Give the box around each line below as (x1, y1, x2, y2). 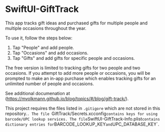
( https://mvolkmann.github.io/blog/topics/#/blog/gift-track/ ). (5, 96, 129, 102)
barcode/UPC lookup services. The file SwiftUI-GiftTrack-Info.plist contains (5, 116, 160, 122)
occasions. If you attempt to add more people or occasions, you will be (5, 70, 151, 76)
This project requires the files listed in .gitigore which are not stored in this (5, 105, 161, 111)
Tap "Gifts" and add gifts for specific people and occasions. (12, 55, 135, 61)
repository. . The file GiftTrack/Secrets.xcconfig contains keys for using (5, 111, 158, 117)
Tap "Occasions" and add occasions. (12, 50, 88, 56)
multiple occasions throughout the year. (5, 25, 87, 31)
